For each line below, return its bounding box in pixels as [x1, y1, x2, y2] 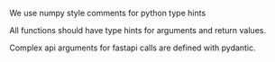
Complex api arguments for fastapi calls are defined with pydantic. [9, 42, 256, 53]
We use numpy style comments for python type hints [9, 8, 206, 18]
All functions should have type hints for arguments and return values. [9, 25, 266, 35]
